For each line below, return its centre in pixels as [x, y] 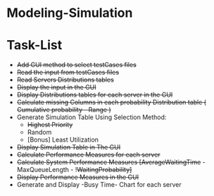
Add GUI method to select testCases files [76, 65]
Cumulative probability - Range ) [64, 110]
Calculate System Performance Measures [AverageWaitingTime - [111, 162]
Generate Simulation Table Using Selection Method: [92, 117]
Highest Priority [50, 125]
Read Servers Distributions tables [65, 80]
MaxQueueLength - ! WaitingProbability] [74, 170]
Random [39, 133]
